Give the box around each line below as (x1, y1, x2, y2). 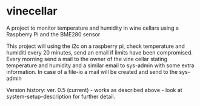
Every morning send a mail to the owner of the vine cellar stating (6, 55, 168, 62)
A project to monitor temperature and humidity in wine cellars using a (6, 24, 179, 31)
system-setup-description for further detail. (6, 93, 116, 100)
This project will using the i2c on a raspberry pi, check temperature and (6, 42, 185, 50)
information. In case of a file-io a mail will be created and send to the (6, 68, 178, 75)
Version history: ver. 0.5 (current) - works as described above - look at (6, 86, 183, 93)
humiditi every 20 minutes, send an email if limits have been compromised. (6, 48, 193, 56)
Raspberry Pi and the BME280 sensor (6, 30, 101, 38)
